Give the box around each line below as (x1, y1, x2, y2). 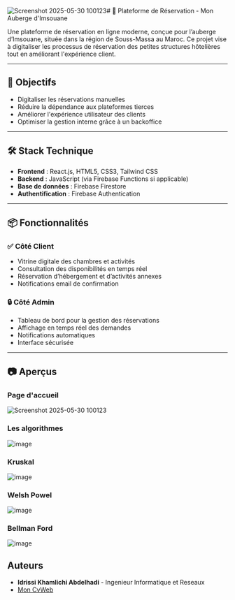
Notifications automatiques (17, 330, 96, 339)
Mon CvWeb (17, 585, 54, 594)
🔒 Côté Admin (7, 298, 55, 307)
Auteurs (7, 559, 44, 571)
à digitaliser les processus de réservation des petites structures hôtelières (7, 43, 220, 50)
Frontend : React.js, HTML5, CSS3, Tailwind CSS (17, 167, 159, 175)
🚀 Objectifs (7, 77, 57, 89)
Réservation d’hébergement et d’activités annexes (17, 272, 162, 281)
